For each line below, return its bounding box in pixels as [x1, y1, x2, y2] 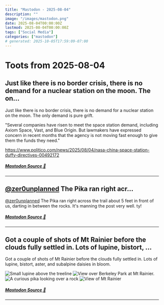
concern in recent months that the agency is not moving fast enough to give [5, 132, 158, 138]
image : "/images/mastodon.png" [5, 16, 69, 21]
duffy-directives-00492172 [5, 152, 60, 158]
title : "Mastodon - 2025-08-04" [5, 7, 71, 12]
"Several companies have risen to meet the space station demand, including [5, 122, 159, 128]
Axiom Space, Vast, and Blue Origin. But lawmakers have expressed [5, 127, 142, 133]
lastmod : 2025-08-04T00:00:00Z [5, 25, 69, 30]
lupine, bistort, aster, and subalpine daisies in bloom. [5, 261, 111, 267]
